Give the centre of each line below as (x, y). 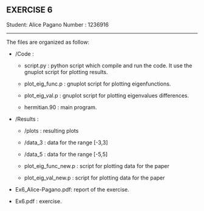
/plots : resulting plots (51, 130)
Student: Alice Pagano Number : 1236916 (58, 24)
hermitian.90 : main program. (60, 107)
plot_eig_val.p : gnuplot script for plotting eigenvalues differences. (107, 95)
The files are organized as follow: (48, 42)
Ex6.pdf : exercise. (38, 201)
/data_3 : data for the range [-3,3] (66, 142)
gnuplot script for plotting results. (66, 72)
